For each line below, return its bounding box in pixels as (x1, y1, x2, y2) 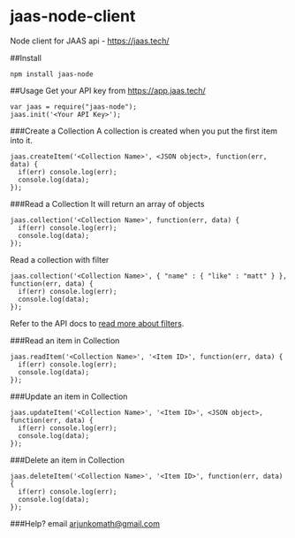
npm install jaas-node (10, 69, 94, 79)
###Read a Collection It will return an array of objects (10, 198, 205, 209)
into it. (10, 134, 34, 145)
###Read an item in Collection (10, 334, 120, 346)
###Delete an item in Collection (10, 454, 125, 465)
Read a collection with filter (10, 254, 110, 265)
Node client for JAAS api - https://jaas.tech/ (10, 35, 170, 46)
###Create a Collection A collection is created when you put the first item (10, 126, 277, 136)
